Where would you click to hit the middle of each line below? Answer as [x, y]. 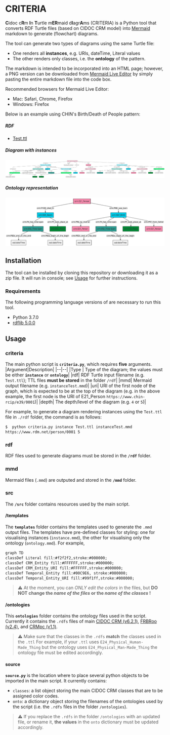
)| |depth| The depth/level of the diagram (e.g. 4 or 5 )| [90, 402]
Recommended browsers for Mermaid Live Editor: [57, 89]
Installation [23, 261]
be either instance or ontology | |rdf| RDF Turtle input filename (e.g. [75, 375]
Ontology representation [32, 188]
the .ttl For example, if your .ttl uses [58, 642]
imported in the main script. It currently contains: [56, 681]
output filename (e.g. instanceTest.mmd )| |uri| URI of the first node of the [80, 385]
